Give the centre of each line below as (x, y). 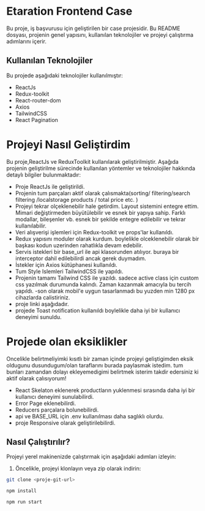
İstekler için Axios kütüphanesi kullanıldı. (66, 264)
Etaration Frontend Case (69, 11)
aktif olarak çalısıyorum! (36, 378)
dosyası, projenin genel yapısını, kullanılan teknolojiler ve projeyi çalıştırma (100, 34)
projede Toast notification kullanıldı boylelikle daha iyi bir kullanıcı (98, 310)
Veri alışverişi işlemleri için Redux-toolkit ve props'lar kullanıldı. (94, 232)
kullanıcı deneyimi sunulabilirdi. (54, 396)
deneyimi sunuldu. (39, 317)
